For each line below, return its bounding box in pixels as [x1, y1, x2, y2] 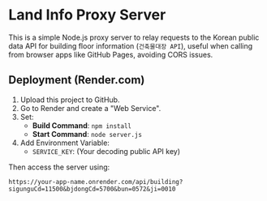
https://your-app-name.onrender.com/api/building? [8, 177, 183, 186]
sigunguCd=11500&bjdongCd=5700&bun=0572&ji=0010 [8, 185, 176, 193]
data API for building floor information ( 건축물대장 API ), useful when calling [8, 41, 253, 50]
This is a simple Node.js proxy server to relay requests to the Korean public [8, 32, 260, 42]
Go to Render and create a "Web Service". [19, 103, 161, 113]
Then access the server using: [8, 162, 110, 172]
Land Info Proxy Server [8, 6, 166, 24]
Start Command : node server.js [32, 129, 142, 139]
